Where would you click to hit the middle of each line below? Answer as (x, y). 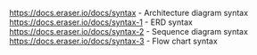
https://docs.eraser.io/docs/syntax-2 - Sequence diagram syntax (128, 31)
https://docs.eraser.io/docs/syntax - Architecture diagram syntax (128, 13)
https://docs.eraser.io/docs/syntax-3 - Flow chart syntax (114, 41)
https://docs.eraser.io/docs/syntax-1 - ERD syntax (101, 22)
